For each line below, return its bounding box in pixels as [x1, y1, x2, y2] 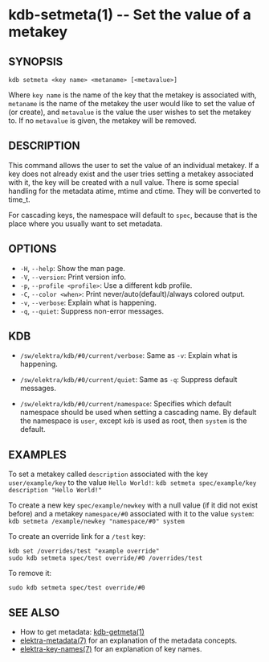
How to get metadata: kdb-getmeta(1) [19, 627, 145, 637]
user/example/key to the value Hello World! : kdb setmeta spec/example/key [8, 478, 257, 487]
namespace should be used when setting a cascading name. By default [19, 408, 257, 417]
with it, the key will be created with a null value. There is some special [8, 177, 239, 187]
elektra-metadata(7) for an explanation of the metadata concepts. [19, 635, 238, 645]
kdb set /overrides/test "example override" [8, 547, 160, 556]
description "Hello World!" [8, 487, 103, 495]
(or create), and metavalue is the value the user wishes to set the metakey [8, 107, 251, 117]
